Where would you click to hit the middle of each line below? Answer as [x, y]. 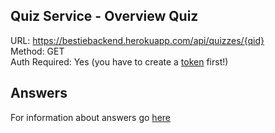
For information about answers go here [90, 117]
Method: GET [37, 51]
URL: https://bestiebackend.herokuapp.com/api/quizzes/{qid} [137, 40]
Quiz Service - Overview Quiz [104, 16]
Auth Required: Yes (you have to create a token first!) [119, 61]
